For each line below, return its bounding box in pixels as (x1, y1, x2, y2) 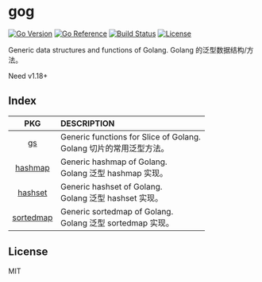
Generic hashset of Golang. (60, 181, 163, 192)
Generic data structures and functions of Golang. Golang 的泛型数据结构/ (8, 45, 248, 54)
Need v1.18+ (8, 71, 48, 80)
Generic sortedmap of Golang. (60, 206, 174, 217)
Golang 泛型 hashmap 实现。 (60, 167, 168, 178)
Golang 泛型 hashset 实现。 (60, 192, 164, 203)
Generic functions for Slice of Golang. (60, 131, 201, 142)
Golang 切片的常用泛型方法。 (60, 143, 169, 154)
